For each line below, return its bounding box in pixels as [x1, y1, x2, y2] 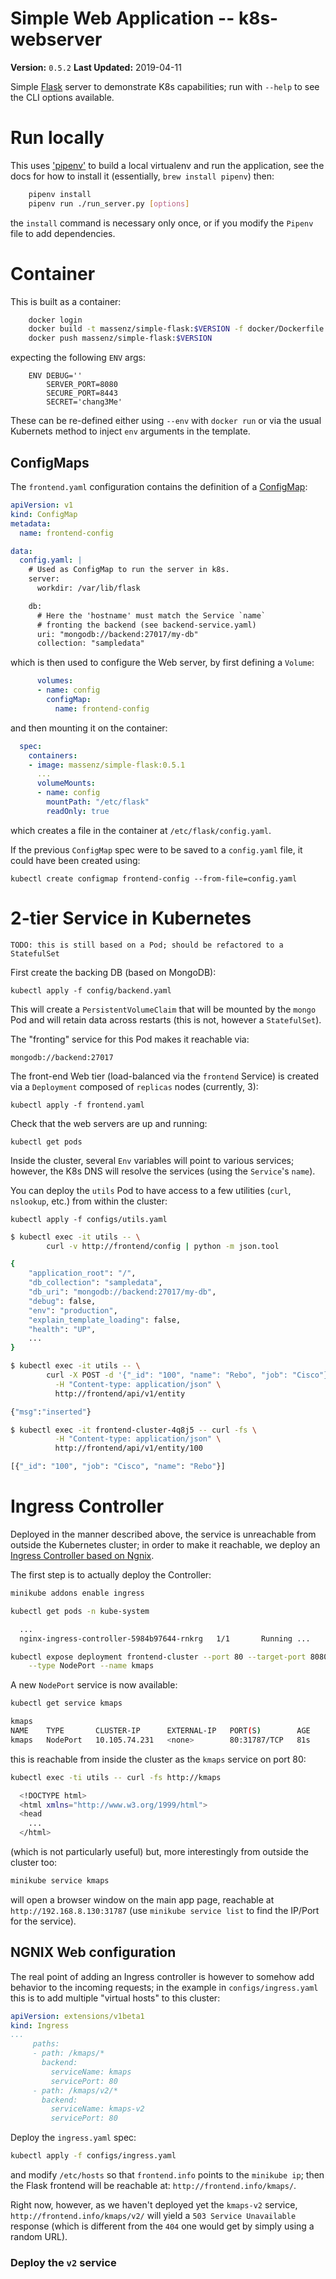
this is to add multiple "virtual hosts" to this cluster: [10, 1992, 221, 2004]
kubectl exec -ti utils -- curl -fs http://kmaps [10, 1772, 222, 1782]
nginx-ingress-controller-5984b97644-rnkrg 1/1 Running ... [19, 1633, 311, 1644]
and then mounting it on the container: [10, 722, 168, 734]
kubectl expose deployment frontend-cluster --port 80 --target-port [10, 1652, 307, 1662]
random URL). [10, 2231, 68, 2243]
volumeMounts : [36, 778, 97, 789]
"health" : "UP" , [28, 1324, 97, 1334]
